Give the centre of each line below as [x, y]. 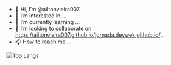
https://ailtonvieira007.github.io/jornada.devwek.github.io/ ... [90, 35]
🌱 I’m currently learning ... [47, 22]
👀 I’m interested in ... [41, 16]
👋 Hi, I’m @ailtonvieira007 [47, 9]
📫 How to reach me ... [43, 42]
